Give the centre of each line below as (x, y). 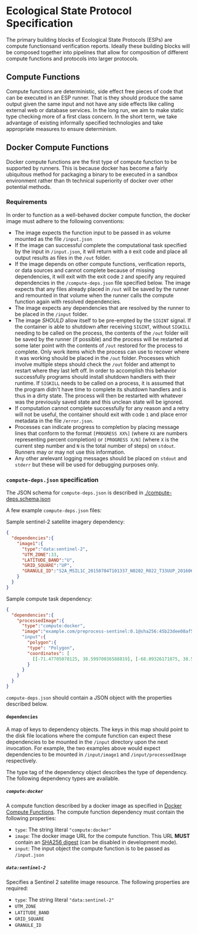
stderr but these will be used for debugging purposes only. (87, 464)
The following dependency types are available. (63, 779)
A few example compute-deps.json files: (54, 510)
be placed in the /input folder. (51, 314)
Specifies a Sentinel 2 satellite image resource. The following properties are (98, 882)
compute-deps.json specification (52, 480)
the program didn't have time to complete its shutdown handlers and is (100, 389)
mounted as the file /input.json (53, 239)
